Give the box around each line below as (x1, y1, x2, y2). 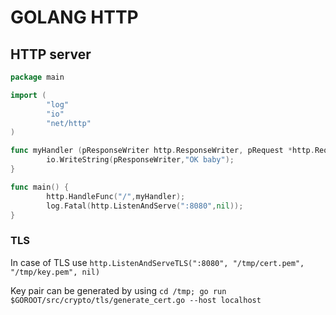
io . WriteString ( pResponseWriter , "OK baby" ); (46, 155, 235, 165)
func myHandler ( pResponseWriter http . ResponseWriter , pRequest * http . (10, 146, 315, 156)
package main (10, 72, 65, 82)
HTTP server (10, 46, 92, 63)
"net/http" (46, 118, 92, 128)
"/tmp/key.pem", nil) (10, 267, 101, 277)
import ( (10, 90, 47, 100)
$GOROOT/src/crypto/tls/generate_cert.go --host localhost (10, 295, 262, 305)
